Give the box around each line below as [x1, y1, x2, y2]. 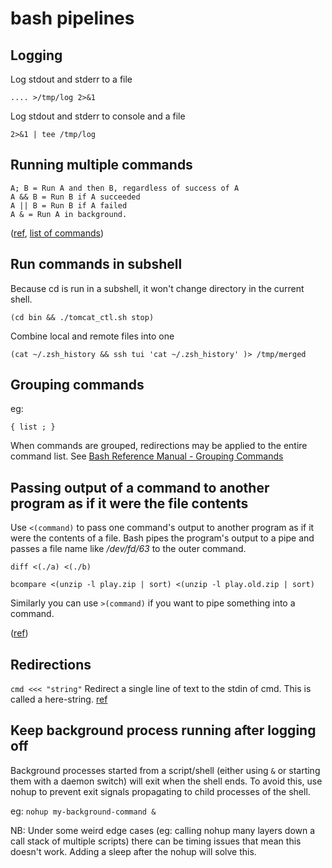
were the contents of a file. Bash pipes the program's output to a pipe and [10, 532, 315, 544]
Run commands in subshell [10, 256, 183, 273]
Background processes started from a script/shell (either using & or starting [10, 764, 321, 776]
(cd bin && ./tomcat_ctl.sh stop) [10, 312, 155, 322]
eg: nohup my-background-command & [10, 805, 157, 817]
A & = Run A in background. [10, 209, 128, 219]
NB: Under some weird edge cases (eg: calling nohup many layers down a [10, 824, 316, 836]
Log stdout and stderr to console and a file [10, 110, 186, 122]
